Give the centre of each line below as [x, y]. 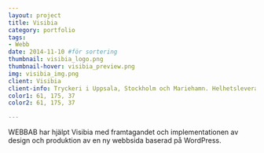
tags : [17, 37]
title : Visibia [33, 23]
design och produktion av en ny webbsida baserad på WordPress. [115, 140]
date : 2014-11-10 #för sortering [63, 52]
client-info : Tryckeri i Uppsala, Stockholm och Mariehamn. [109, 88]
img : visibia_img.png [44, 74]
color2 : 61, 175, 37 [42, 103]
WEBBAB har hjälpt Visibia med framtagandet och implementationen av [123, 132]
